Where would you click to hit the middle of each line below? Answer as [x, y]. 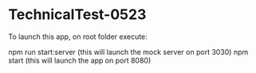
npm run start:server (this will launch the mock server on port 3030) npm [128, 52]
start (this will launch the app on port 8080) [80, 60]
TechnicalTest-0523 [77, 15]
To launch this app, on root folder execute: [78, 36]
